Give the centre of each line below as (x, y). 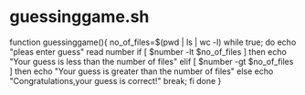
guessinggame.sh (79, 17)
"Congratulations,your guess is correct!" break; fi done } (116, 80)
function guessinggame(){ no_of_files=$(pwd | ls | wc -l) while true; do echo (153, 42)
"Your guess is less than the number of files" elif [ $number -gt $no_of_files (152, 61)
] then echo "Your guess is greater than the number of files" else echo (142, 71)
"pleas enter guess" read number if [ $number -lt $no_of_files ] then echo (148, 51)
